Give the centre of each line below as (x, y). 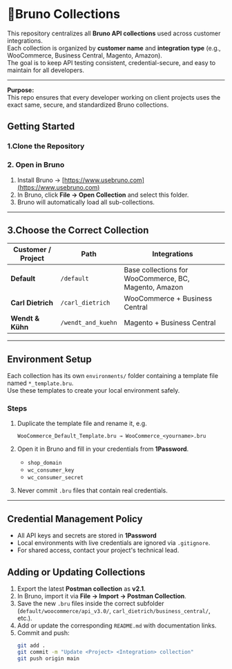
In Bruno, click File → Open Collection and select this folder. (103, 195)
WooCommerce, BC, (157, 278)
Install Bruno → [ (41, 180)
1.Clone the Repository (46, 146)
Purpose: (21, 90)
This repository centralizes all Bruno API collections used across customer (114, 33)
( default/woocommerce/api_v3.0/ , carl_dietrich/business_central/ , (114, 611)
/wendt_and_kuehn (89, 323)
